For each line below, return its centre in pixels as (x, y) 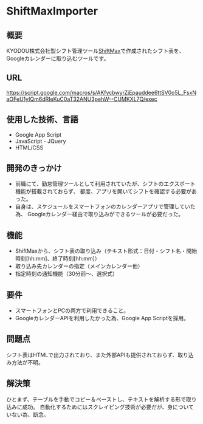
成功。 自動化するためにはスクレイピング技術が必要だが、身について (108, 407)
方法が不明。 (27, 362)
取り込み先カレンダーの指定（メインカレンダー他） (79, 266)
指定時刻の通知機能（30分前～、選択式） (67, 274)
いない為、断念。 (28, 414)
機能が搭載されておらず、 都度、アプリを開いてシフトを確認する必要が (103, 191)
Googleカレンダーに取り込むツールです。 (58, 58)
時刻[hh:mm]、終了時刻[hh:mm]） (57, 259)
